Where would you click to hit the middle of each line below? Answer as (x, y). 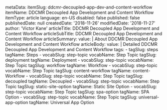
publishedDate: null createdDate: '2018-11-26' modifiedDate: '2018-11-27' (80, 23)
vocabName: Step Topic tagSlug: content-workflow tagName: (69, 71)
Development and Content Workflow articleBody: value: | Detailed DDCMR (82, 44)
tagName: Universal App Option (62, 102)
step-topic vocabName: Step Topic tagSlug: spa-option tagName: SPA (77, 92)
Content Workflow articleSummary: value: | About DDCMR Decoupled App (82, 39)
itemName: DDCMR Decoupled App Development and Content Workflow (80, 12)
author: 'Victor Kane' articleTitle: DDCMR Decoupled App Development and (82, 28)
